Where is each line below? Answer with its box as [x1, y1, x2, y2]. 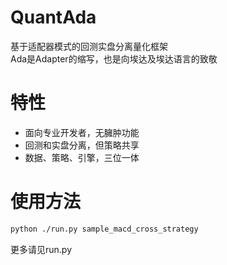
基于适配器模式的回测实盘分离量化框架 [10, 40, 168, 52]
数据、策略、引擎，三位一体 [24, 151, 140, 163]
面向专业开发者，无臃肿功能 [24, 126, 140, 138]
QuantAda [10, 6, 97, 29]
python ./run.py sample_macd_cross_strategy [10, 224, 199, 234]
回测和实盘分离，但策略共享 [24, 139, 140, 151]
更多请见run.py [10, 243, 73, 255]
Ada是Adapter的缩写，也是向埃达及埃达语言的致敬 [10, 52, 218, 65]
